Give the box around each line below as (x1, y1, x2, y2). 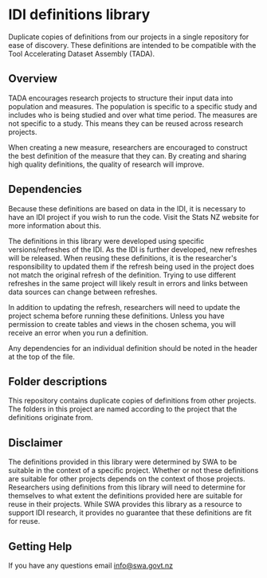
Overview (8, 72, 58, 85)
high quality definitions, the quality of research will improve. (8, 159, 205, 169)
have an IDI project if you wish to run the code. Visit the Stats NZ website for (8, 212, 259, 222)
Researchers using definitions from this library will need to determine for (8, 482, 246, 492)
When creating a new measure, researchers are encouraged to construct (8, 142, 248, 152)
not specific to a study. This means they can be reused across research (8, 118, 243, 128)
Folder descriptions (8, 375, 108, 388)
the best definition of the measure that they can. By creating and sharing (8, 151, 247, 160)
